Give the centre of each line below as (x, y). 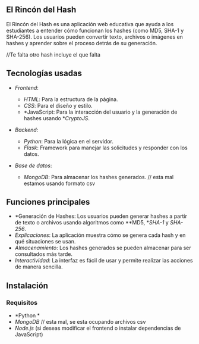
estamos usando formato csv (59, 183)
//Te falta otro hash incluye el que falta (53, 54)
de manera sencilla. (39, 267)
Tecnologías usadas (44, 74)
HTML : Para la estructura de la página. (71, 99)
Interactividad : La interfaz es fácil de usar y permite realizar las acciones (104, 261)
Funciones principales (48, 202)
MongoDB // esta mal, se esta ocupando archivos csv (80, 322)
